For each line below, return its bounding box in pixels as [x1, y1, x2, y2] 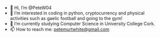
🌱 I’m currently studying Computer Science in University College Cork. [9, 20, 155, 26]
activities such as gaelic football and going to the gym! [9, 15, 122, 21]
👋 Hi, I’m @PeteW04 [9, 5, 52, 10]
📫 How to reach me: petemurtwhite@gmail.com [9, 26, 109, 32]
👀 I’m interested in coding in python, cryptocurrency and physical [9, 10, 145, 16]
